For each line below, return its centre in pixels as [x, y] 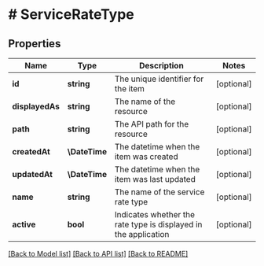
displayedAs [36, 106]
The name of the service [159, 192]
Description [161, 66]
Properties [35, 44]
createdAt [31, 151]
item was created [146, 157]
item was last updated [155, 179]
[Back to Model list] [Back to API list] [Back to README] [98, 254]
